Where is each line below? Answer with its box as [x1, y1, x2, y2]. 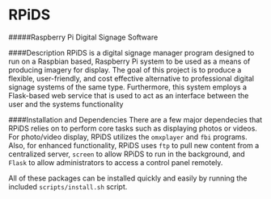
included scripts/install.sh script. [8, 181, 128, 191]
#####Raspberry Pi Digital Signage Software [8, 32, 159, 42]
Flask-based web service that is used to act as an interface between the [8, 90, 249, 100]
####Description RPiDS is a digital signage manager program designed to [8, 48, 255, 57]
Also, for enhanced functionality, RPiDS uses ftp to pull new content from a [8, 140, 260, 150]
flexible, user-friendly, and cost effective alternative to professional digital [8, 73, 255, 83]
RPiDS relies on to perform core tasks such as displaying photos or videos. [8, 123, 257, 133]
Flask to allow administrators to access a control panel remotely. [8, 157, 223, 167]
